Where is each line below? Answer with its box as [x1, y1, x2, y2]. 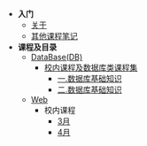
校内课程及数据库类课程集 [43, 62, 138, 73]
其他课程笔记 [30, 31, 78, 41]
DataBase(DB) [30, 52, 83, 62]
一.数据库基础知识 [57, 73, 122, 83]
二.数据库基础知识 [57, 84, 122, 95]
